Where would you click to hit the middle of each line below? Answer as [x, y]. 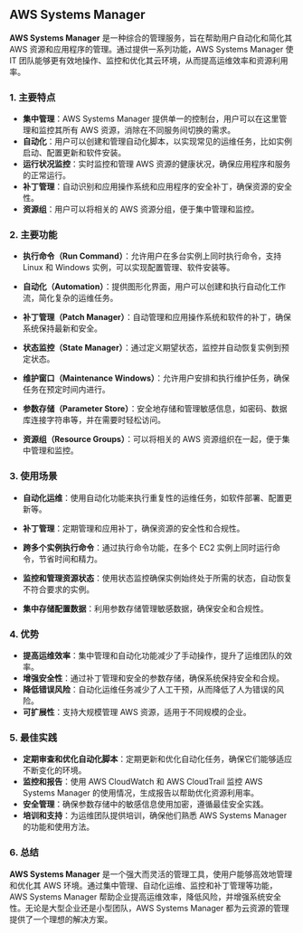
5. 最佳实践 [33, 738]
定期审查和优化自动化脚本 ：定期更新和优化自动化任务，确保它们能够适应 [157, 759]
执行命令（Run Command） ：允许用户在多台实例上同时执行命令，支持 [152, 256]
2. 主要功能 [33, 235]
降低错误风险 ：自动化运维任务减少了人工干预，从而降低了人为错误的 [149, 689]
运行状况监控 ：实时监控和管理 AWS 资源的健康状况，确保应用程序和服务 [156, 164]
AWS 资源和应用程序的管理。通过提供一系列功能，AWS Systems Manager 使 [151, 49]
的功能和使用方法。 [58, 827]
